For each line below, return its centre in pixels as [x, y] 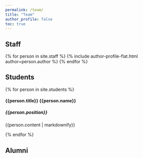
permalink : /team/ [24, 10]
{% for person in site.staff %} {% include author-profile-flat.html [71, 56]
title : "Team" [20, 15]
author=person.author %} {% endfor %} [47, 62]
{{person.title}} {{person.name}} [41, 101]
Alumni [17, 150]
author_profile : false [29, 19]
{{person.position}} [26, 112]
